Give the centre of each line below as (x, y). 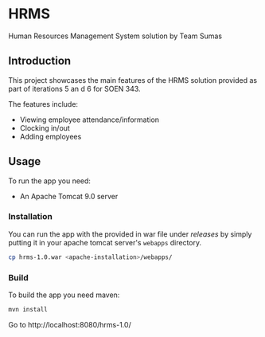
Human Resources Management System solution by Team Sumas (115, 36)
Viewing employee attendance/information (90, 120)
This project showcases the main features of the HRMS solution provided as (132, 80)
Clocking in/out (45, 127)
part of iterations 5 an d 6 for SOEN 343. (74, 88)
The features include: (43, 104)
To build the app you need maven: (64, 295)
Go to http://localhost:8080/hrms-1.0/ (70, 324)
